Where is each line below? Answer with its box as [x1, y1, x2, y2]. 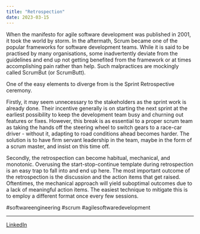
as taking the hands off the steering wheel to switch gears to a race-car [6, 124, 182, 131]
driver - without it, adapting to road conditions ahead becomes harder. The [6, 130, 189, 137]
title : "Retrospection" [6, 8, 65, 15]
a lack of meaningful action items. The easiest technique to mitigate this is [6, 186, 188, 193]
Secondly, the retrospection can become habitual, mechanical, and [6, 154, 171, 161]
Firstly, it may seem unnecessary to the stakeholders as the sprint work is [6, 98, 186, 105]
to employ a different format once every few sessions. [6, 192, 139, 199]
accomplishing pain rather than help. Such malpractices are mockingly [6, 62, 179, 69]
